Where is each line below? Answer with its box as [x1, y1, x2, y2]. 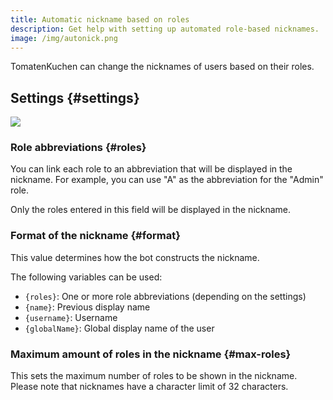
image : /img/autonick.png [10, 33, 118, 43]
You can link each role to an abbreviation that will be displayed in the [10, 163, 293, 175]
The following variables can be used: [10, 271, 163, 283]
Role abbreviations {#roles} [10, 141, 147, 155]
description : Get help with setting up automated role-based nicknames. [10, 24, 320, 34]
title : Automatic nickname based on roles [10, 14, 190, 25]
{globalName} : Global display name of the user [24, 322, 215, 334]
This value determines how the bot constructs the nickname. [10, 251, 260, 263]
